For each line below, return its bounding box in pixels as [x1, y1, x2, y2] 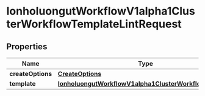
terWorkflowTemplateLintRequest [6, 17, 182, 31]
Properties [6, 41, 48, 52]
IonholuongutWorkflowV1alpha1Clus [6, 4, 195, 18]
